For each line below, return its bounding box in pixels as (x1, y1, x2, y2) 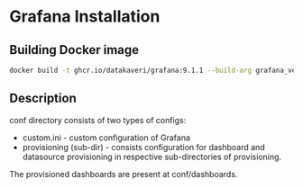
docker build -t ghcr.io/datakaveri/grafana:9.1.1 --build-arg (9, 66, 252, 75)
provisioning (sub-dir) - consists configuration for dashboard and (22, 141, 265, 152)
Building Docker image (9, 42, 140, 58)
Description (9, 91, 77, 106)
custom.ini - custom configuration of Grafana (22, 132, 191, 143)
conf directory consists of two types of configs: (9, 114, 187, 125)
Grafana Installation (9, 6, 161, 27)
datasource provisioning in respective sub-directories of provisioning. (22, 151, 282, 162)
